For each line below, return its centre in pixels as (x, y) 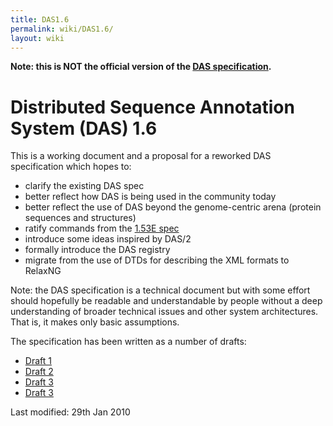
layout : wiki (37, 38)
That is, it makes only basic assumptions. (95, 322)
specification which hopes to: (71, 167)
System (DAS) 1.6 (84, 128)
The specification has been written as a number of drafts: (128, 342)
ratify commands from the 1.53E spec (102, 228)
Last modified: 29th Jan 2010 (70, 412)
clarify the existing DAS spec (84, 186)
